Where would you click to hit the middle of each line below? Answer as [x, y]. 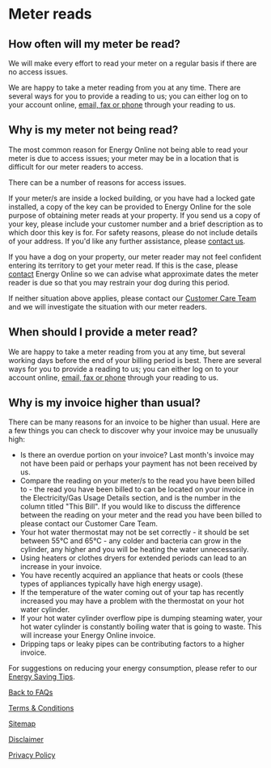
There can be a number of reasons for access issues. [97, 182]
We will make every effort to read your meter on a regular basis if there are [133, 63]
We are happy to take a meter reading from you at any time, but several [127, 352]
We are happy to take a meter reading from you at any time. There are [125, 87]
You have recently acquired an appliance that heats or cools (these [132, 576]
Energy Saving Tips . [42, 677]
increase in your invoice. [61, 567]
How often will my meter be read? [94, 44]
